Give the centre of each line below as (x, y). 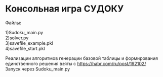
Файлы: (13, 23)
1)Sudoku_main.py (24, 32)
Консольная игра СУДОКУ (65, 9)
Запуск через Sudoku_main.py (38, 69)
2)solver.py (17, 38)
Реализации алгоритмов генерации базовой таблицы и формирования (82, 58)
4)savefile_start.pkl (25, 48)
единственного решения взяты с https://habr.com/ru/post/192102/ (76, 63)
